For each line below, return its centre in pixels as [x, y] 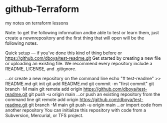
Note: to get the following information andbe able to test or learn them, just [82, 32]
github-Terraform [42, 9]
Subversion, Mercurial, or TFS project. [44, 115]
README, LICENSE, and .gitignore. [41, 69]
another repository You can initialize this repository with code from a [76, 110]
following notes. [22, 43]
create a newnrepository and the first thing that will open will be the [75, 38]
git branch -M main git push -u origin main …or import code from [95, 105]
